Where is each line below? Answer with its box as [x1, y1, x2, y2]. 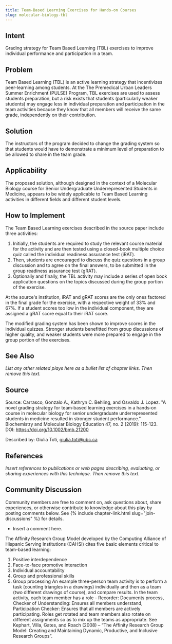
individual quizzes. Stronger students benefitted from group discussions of [5, 326, 164, 332]
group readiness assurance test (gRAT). [12, 267, 98, 274]
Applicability [5, 166, 47, 175]
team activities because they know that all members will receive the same [5, 106, 161, 113]
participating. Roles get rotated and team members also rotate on [12, 611, 151, 617]
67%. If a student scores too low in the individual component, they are [5, 305, 154, 311]
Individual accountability [12, 567, 65, 574]
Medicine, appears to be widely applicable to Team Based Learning [5, 191, 148, 197]
